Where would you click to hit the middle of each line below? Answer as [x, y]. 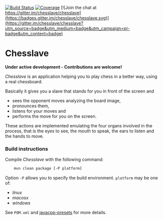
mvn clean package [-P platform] [48, 169]
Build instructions [27, 148]
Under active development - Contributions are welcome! [64, 67]
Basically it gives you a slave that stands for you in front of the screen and [80, 91]
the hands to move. [24, 136]
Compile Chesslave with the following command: [54, 160]
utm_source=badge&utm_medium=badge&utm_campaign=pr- [68, 28]
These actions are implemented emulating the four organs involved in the [79, 125]
